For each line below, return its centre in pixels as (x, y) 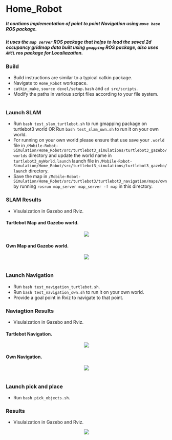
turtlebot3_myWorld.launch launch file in (56, 161)
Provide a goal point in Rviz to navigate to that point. (68, 297)
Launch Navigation (30, 275)
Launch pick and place (35, 386)
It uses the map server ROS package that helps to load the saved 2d (79, 42)
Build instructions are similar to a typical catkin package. (73, 77)
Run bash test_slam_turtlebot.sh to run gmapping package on (80, 124)
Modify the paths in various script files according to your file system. (86, 94)
